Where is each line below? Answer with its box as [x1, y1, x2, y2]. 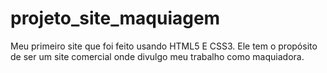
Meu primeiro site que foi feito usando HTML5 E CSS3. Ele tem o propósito [10, 40, 318, 52]
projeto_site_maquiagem [10, 7, 221, 30]
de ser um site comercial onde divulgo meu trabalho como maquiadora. [10, 50, 305, 62]
